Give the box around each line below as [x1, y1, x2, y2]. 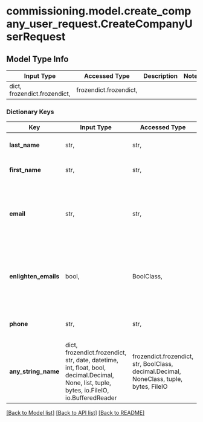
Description [143, 72, 178, 80]
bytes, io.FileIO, [65, 386, 109, 395]
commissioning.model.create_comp [6, 4, 192, 18]
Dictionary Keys [6, 107, 54, 116]
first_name [9, 166, 41, 174]
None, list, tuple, [65, 379, 112, 387]
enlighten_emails [9, 272, 60, 281]
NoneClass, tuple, [132, 375, 183, 383]
